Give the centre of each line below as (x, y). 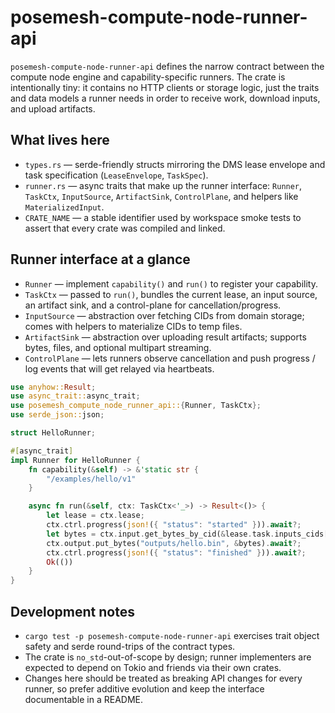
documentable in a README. (83, 699)
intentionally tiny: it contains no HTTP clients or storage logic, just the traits (165, 87)
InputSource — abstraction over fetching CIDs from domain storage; (164, 315)
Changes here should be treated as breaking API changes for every (163, 678)
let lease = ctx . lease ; (95, 516)
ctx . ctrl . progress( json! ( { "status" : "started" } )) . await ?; (174, 525)
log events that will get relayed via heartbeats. (119, 368)
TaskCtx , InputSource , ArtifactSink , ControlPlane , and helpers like (161, 196)
